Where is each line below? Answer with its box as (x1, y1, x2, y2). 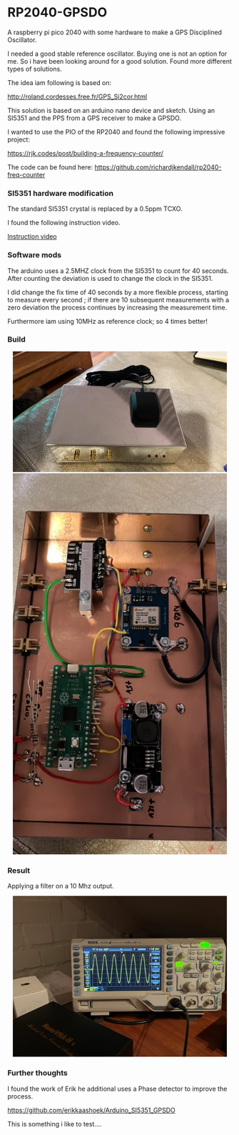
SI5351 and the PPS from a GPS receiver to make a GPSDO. (7, 114, 182, 122)
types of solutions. (7, 64, 62, 73)
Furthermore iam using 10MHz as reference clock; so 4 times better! (7, 317, 208, 325)
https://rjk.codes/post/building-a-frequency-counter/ (7, 149, 164, 157)
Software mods (7, 250, 62, 260)
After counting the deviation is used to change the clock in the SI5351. (7, 274, 213, 282)
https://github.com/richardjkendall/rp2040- (94, 162, 222, 172)
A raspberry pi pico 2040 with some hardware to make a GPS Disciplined (7, 28, 223, 36)
